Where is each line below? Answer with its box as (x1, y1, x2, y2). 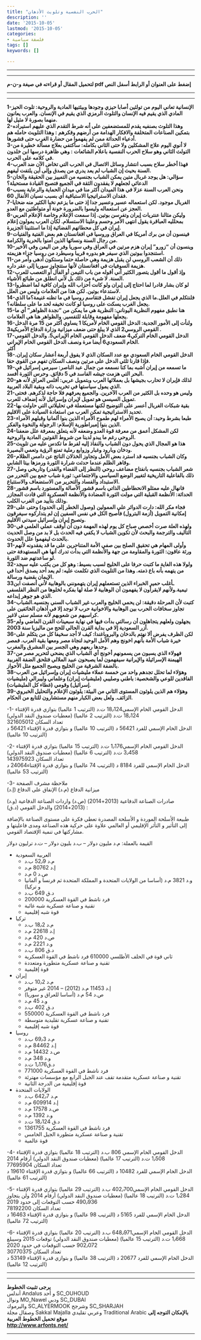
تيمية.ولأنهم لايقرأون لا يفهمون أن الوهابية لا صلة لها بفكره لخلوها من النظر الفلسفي (7, 586, 188, 593)
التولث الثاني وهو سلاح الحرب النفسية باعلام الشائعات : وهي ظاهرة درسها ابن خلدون (7, 148, 190, 155)
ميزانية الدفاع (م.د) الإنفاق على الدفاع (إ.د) (7, 785, 100, 793)
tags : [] (7, 42, 29, 48)
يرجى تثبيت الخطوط (7, 1283, 51, 1290)
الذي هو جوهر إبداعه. (7, 592, 52, 599)
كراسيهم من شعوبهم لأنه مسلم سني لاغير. (7, 611, 99, 619)
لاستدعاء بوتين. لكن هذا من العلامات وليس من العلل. (7, 287, 121, 295)
